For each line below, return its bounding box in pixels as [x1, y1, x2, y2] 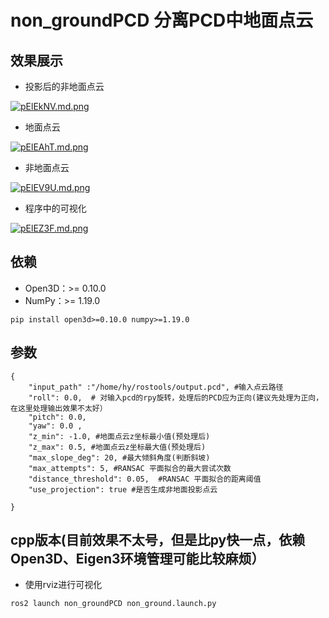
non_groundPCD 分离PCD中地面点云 [10, 9, 314, 32]
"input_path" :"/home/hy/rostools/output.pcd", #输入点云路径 [28, 382, 284, 392]
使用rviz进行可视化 [24, 579, 103, 591]
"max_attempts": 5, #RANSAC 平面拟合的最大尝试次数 [28, 463, 232, 473]
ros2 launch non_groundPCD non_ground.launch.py [10, 599, 217, 609]
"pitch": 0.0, [28, 412, 87, 422]
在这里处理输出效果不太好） [10, 403, 108, 413]
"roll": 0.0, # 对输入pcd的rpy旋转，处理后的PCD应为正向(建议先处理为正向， [28, 392, 324, 403]
